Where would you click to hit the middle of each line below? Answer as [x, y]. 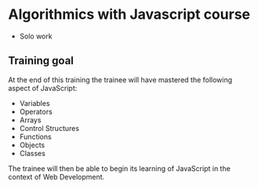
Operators [36, 111]
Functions [36, 136]
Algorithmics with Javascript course [129, 15]
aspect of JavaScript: [43, 88]
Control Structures [49, 128]
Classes [32, 153]
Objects [32, 145]
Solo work [36, 36]
